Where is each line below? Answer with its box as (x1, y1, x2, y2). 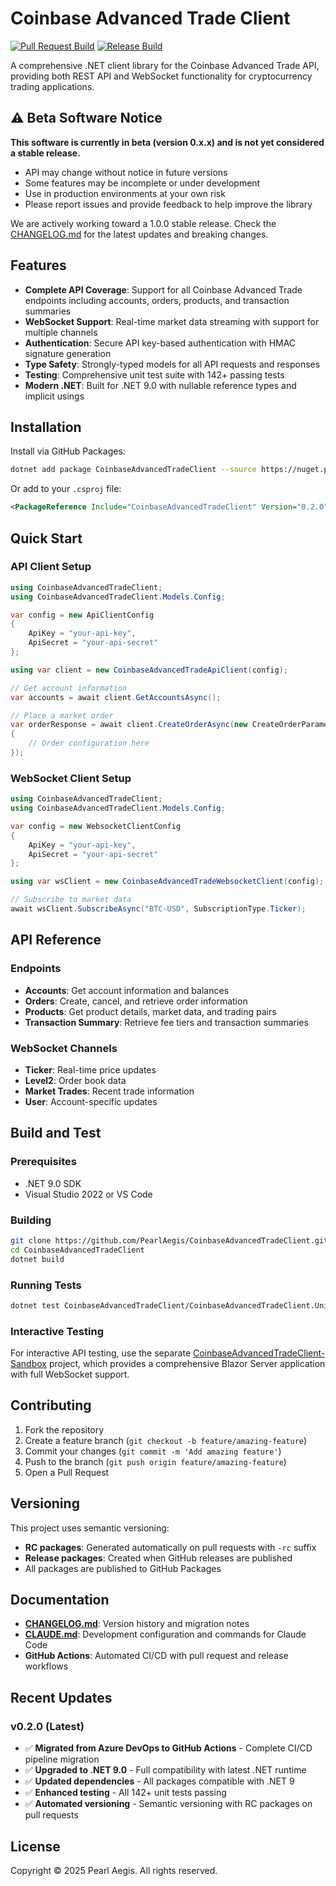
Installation (10, 418, 82, 436)
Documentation (10, 1592, 110, 1609)
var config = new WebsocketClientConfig (10, 821, 182, 831)
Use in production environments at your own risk (24, 187, 226, 199)
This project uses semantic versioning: (10, 1522, 170, 1534)
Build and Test (10, 1125, 102, 1142)
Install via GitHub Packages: (10, 445, 126, 457)
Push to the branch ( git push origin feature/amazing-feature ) (24, 1455, 287, 1467)
